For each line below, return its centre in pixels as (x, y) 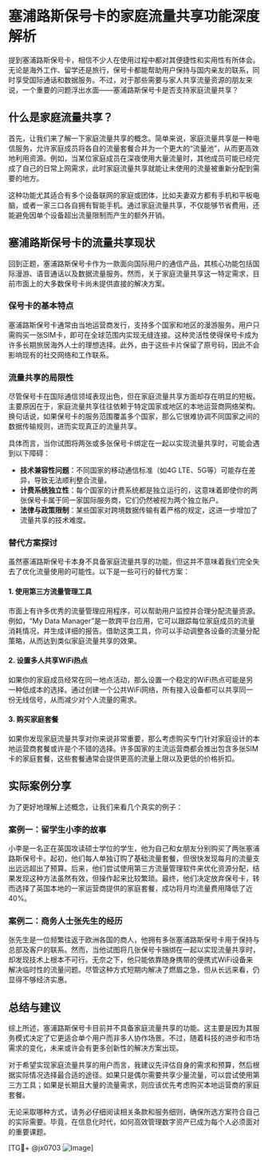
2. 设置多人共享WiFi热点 (48, 660)
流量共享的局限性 (41, 378)
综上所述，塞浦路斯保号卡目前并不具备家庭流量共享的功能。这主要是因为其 (130, 1028)
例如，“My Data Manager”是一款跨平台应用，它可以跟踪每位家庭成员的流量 (132, 620)
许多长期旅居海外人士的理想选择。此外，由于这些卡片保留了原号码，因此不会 (134, 345)
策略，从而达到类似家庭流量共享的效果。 (75, 640)
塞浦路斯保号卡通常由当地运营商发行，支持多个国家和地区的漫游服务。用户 (130, 325)
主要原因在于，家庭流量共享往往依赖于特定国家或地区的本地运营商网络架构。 (134, 406)
